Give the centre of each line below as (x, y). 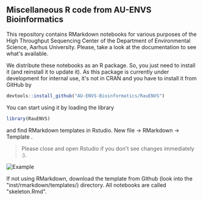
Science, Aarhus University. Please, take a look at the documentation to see (101, 47)
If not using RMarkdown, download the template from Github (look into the (100, 178)
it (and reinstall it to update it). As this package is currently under (88, 72)
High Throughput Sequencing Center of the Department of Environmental (98, 40)
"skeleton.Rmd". (27, 191)
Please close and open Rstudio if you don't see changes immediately (108, 148)
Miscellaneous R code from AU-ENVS (79, 10)
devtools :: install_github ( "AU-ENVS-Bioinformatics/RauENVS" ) (86, 96)
